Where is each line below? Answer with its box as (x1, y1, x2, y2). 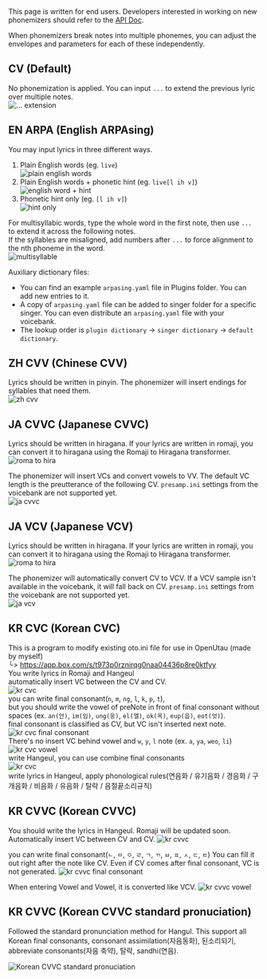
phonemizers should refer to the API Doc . (8, 15, 144, 25)
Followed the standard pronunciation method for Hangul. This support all (8, 926, 247, 936)
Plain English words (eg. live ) (19, 159, 118, 170)
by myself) (8, 651, 44, 661)
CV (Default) (8, 62, 72, 76)
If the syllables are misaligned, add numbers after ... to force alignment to (8, 234, 253, 244)
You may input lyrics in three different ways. (8, 144, 153, 154)
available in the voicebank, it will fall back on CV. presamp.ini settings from (8, 582, 254, 592)
